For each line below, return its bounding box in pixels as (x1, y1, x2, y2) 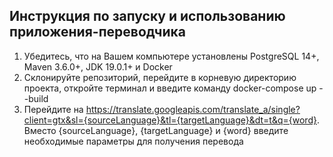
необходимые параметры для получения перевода (23, 135, 244, 147)
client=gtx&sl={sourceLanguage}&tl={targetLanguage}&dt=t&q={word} (23, 114, 317, 126)
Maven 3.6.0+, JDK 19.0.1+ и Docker (23, 60, 173, 73)
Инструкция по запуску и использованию (9, 8, 286, 25)
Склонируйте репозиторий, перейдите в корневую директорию (23, 71, 297, 83)
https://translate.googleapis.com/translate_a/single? (85, 103, 301, 115)
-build (23, 92, 49, 104)
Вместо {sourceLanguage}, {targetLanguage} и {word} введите (23, 124, 289, 136)
